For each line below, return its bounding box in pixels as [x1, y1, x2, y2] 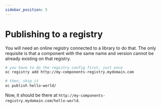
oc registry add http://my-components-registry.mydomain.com [5, 70, 134, 75]
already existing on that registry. [5, 55, 71, 61]
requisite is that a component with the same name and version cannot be [5, 50, 154, 56]
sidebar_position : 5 [5, 7, 48, 12]
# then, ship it [5, 79, 39, 84]
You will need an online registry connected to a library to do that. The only [5, 45, 156, 51]
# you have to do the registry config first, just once [5, 65, 123, 70]
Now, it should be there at [5, 92, 58, 98]
